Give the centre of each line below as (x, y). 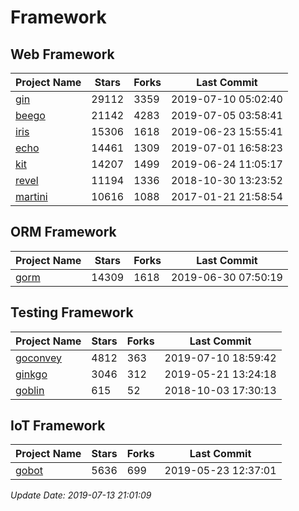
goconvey (39, 358)
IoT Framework (58, 426)
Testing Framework (72, 312)
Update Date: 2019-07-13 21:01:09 (81, 495)
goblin (30, 390)
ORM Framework (63, 232)
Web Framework (62, 54)
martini (31, 196)
